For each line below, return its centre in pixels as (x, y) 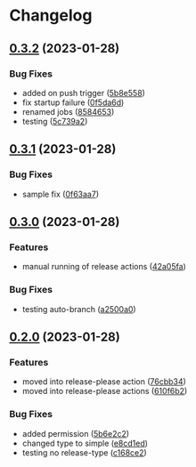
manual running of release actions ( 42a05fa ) (104, 267)
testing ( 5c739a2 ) (55, 121)
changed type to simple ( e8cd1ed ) (85, 443)
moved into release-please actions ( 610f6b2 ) (105, 391)
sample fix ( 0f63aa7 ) (61, 194)
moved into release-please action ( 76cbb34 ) (104, 382)
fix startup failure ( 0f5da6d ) (73, 102)
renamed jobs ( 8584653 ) (68, 111)
